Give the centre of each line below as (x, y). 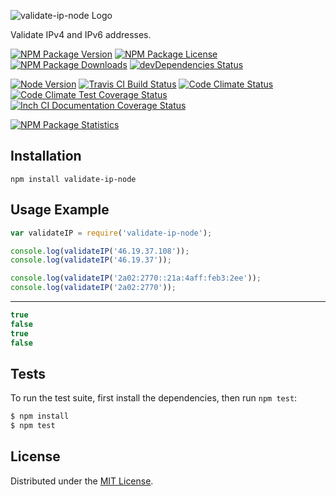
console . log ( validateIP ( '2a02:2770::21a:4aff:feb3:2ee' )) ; (136, 278)
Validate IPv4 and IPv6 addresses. (81, 34)
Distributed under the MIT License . (82, 481)
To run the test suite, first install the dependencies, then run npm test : (154, 398)
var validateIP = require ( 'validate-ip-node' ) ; (111, 233)
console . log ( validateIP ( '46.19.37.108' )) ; (100, 251)
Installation (46, 156)
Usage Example (60, 210)
